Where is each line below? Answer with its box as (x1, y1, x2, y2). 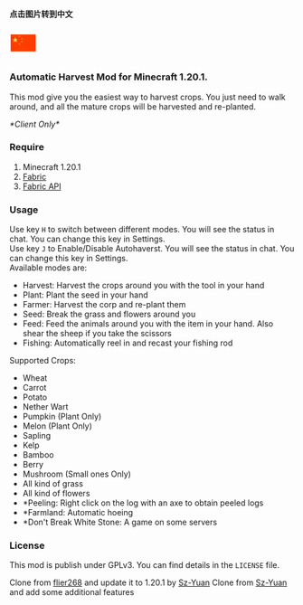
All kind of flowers (22, 488, 90, 499)
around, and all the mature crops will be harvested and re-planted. (9, 100, 256, 112)
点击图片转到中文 (9, 8, 73, 19)
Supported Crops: (9, 355, 77, 366)
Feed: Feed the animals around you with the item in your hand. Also (22, 318, 274, 329)
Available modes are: (9, 262, 88, 273)
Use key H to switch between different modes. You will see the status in (9, 224, 275, 235)
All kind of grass (22, 478, 84, 489)
